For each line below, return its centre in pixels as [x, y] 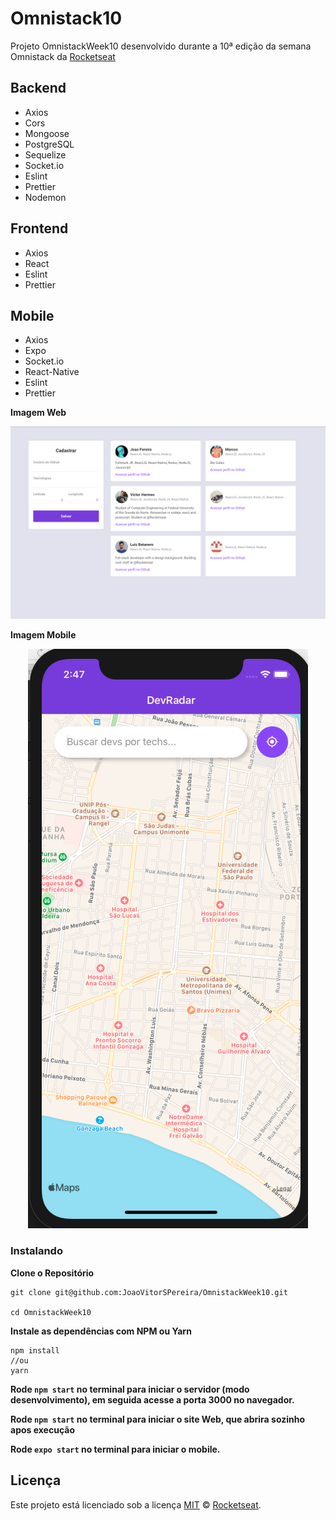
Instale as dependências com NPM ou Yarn [101, 1331]
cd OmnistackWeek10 [51, 1312]
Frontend [39, 228]
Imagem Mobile [43, 635]
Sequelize [45, 154]
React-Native [52, 372]
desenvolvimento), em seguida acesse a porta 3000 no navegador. [152, 1399]
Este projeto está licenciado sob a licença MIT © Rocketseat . [136, 1504]
